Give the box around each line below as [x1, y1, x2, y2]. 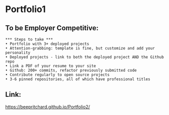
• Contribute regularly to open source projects [5, 72, 110, 77]
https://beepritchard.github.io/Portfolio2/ [5, 103, 90, 109]
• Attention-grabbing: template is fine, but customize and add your [5, 46, 155, 51]
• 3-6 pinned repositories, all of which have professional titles [5, 77, 151, 82]
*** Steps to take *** [5, 37, 53, 42]
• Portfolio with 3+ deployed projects [5, 41, 90, 46]
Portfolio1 [5, 4, 46, 15]
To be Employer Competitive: [5, 24, 99, 32]
